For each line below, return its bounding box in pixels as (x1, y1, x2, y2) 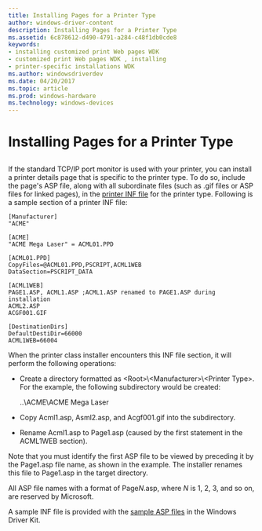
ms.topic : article (8, 84, 68, 93)
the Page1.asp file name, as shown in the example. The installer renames (8, 460, 243, 469)
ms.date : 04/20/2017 (8, 77, 76, 85)
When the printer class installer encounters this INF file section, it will (8, 350, 231, 360)
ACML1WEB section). (19, 436, 88, 445)
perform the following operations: (8, 358, 117, 368)
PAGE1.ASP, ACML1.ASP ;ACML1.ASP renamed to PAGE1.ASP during (8, 288, 216, 296)
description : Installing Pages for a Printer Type (8, 26, 177, 34)
